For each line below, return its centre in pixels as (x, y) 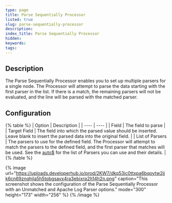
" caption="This (131, 179)
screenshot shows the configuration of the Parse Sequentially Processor (82, 184)
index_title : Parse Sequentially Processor (52, 34)
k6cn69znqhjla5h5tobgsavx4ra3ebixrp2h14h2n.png (60, 179)
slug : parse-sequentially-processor (44, 24)
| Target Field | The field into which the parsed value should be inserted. (81, 131)
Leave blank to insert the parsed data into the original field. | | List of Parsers (86, 136)
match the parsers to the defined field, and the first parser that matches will (85, 147)
